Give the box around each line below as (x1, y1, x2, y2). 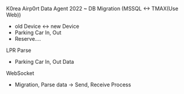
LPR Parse (6, 47, 31, 54)
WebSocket (6, 70, 34, 76)
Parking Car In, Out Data (14, 59, 75, 65)
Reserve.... (14, 35, 41, 42)
